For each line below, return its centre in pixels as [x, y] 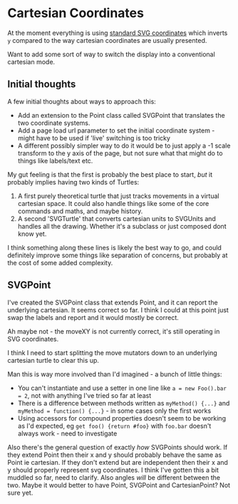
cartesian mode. [31, 61]
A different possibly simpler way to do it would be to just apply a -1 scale [124, 145]
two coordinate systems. [54, 123]
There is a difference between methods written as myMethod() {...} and [124, 403]
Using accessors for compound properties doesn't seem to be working [122, 418]
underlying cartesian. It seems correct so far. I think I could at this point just [118, 310]
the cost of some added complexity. [60, 262]
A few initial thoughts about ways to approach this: [82, 101]
